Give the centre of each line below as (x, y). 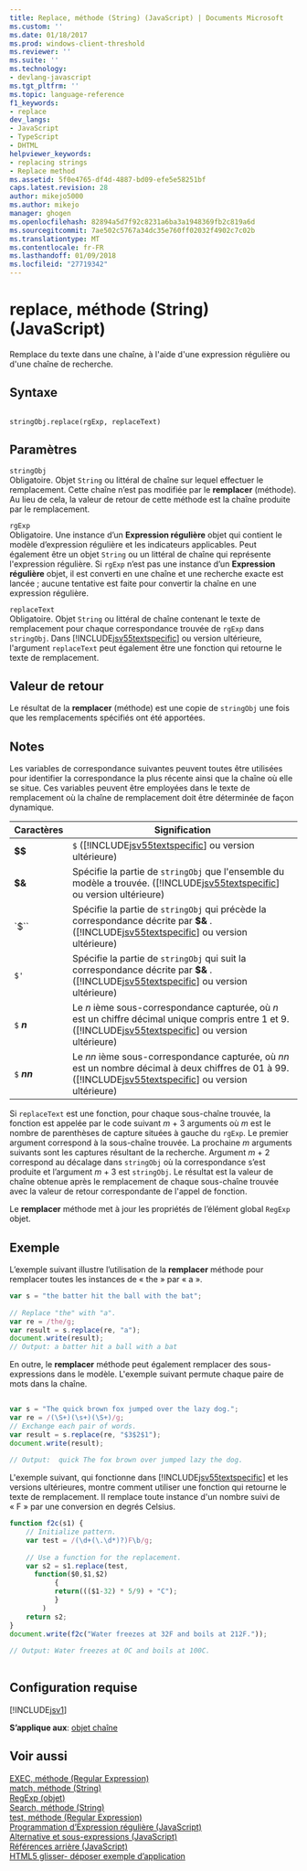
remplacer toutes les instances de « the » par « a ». (106, 1279)
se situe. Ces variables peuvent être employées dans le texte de (130, 788)
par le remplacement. (50, 509)
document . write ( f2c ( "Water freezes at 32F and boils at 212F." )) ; (138, 1634)
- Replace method (42, 171)
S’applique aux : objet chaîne (64, 1727)
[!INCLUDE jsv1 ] (38, 1709)
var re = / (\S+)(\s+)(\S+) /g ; (67, 1418)
